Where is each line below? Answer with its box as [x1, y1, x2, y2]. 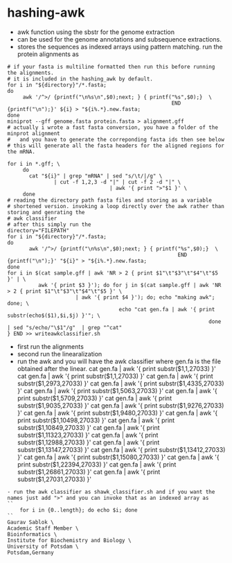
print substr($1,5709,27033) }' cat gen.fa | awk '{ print [17, 394, 172, 402]
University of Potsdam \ [7, 543, 79, 550]
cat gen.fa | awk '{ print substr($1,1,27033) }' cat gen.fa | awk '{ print [17, 372, 213, 380]
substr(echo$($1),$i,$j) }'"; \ [7, 312, 100, 319]
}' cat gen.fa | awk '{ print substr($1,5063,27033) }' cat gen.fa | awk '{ [17, 386, 217, 395]
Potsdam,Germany [7, 549, 54, 556]
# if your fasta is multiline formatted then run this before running [7, 63, 215, 70]
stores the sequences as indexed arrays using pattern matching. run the [17, 42, 223, 51]
